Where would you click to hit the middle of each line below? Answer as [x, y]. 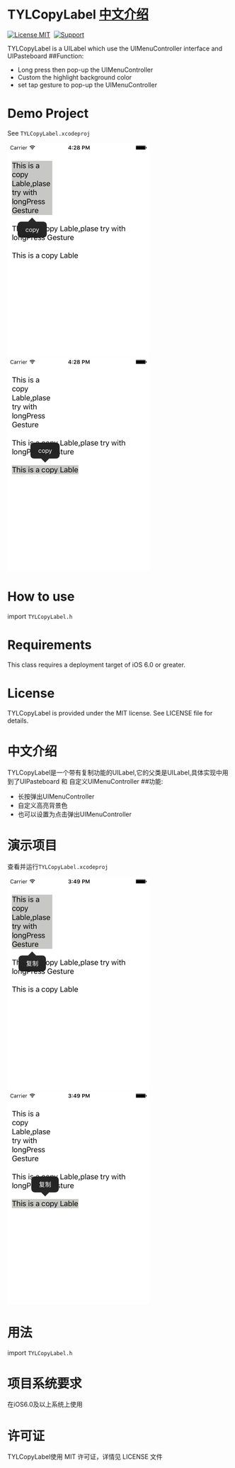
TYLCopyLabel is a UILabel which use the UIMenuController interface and [115, 48]
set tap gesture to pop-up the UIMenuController [87, 84]
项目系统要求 [45, 1383]
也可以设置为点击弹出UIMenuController [75, 814]
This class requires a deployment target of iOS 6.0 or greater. [97, 664]
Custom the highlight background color [75, 77]
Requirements [50, 645]
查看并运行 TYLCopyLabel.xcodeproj [58, 866]
